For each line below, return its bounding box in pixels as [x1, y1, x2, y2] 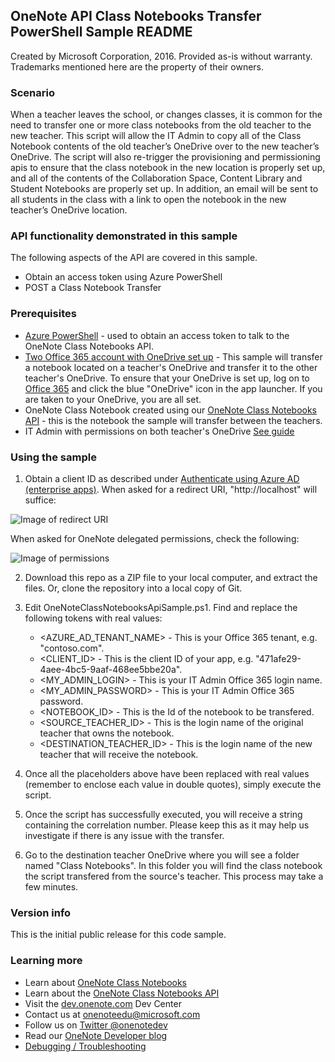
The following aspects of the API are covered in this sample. [10, 252, 258, 264]
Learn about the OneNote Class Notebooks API [24, 987, 220, 999]
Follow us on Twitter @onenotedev [24, 1019, 168, 1031]
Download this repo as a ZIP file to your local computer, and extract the [24, 572, 318, 583]
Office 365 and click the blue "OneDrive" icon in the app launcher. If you [24, 382, 323, 394]
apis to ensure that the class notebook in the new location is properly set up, [10, 162, 326, 174]
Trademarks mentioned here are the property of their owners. [10, 60, 265, 73]
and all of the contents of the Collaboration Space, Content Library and [10, 172, 303, 184]
